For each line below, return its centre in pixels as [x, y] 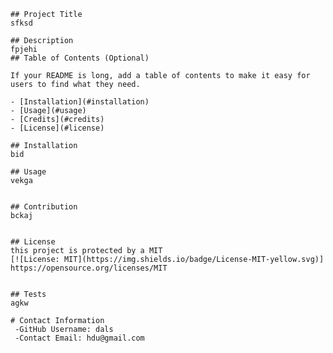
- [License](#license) [57, 128]
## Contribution [44, 207]
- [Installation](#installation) [80, 102]
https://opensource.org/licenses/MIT [89, 268]
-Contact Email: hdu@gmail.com [79, 338]
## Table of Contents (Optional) [80, 58]
